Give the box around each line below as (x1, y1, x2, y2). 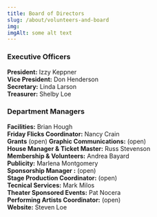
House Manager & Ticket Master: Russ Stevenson (7, 144, 151, 152)
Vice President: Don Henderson (7, 75, 98, 83)
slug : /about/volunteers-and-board (7, 17, 109, 23)
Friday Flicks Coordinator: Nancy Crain (7, 130, 120, 138)
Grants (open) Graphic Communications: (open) (7, 137, 147, 145)
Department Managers (7, 107, 85, 116)
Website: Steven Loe (7, 203, 67, 211)
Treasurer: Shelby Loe (7, 90, 72, 98)
